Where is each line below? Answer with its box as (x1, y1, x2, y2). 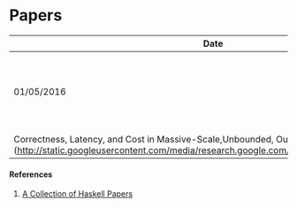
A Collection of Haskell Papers (21, 189, 133, 199)
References (9, 169, 53, 180)
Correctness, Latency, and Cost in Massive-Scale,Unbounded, (13, 133, 274, 145)
